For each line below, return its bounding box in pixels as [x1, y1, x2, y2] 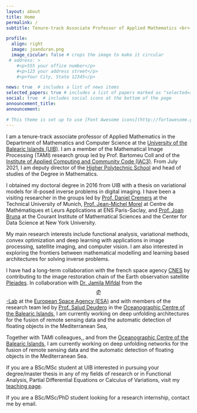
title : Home [6, 14, 35, 20]
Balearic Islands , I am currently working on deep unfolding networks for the [6, 340, 189, 347]
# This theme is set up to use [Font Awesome [6, 117, 119, 123]
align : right [11, 41, 43, 47]
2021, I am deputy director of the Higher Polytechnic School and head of [6, 164, 182, 171]
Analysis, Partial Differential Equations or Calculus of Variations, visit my [6, 376, 180, 383]
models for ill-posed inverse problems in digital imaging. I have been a [6, 188, 176, 195]
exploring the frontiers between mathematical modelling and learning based [6, 249, 189, 256]
